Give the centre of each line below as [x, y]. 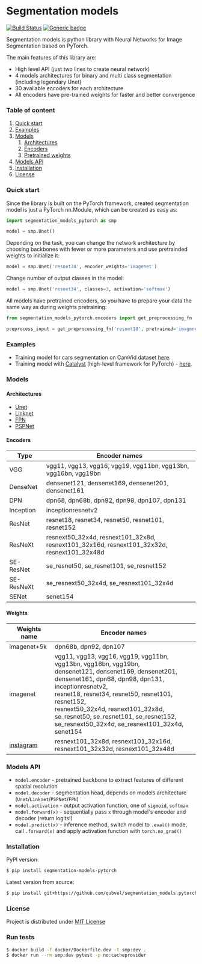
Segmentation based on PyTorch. [47, 46]
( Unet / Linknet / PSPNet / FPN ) [47, 799]
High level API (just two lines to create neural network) [82, 69]
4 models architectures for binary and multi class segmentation [93, 75]
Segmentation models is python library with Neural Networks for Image [94, 39]
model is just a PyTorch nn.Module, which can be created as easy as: [92, 209]
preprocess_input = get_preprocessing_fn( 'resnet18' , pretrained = [91, 329]
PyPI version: [23, 860]
